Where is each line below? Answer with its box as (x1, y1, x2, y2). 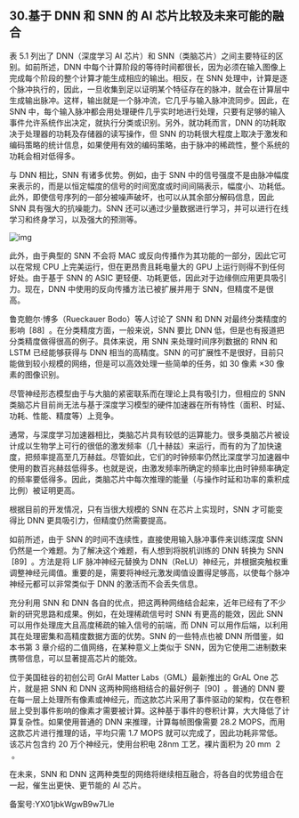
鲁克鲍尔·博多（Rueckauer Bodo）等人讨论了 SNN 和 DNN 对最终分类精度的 (9, 313, 287, 324)
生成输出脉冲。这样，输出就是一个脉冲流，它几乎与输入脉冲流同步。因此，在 (9, 94, 290, 105)
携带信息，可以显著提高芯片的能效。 (9, 652, 142, 663)
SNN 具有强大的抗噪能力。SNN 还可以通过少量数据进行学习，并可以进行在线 (9, 203, 289, 214)
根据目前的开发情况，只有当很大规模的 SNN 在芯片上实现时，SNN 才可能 (9, 504, 276, 514)
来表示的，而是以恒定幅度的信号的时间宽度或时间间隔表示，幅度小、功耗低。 (9, 181, 290, 191)
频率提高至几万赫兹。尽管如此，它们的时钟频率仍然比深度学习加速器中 (32, 451, 290, 462)
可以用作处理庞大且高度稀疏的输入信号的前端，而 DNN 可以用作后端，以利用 (9, 620, 289, 630)
